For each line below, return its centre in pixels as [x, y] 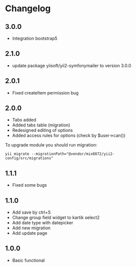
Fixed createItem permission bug [45, 93]
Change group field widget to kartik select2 [56, 218]
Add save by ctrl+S [32, 212]
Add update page [30, 233]
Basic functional [28, 260]
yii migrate [17, 154]
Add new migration [31, 228]
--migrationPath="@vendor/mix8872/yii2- [73, 154]
